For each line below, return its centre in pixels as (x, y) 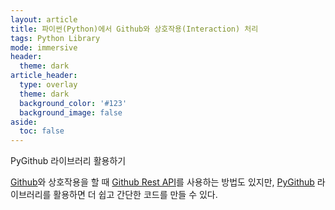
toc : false (42, 131)
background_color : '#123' (73, 103)
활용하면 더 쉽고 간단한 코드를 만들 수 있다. (135, 195)
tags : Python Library (55, 38)
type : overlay (48, 85)
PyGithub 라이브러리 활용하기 (68, 161)
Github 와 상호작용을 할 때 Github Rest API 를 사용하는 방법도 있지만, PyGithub (162, 182)
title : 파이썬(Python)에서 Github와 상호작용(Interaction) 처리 (134, 29)
